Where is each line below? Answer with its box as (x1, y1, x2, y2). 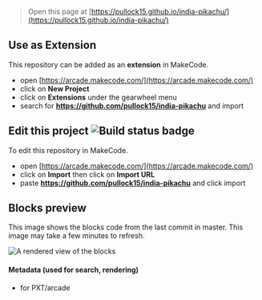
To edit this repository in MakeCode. (8, 145, 128, 155)
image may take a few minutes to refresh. (8, 231, 145, 241)
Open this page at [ (27, 7, 92, 16)
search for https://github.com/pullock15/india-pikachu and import (19, 100, 244, 111)
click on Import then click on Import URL (19, 169, 155, 179)
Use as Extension (8, 39, 97, 52)
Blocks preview (8, 201, 87, 215)
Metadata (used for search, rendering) (8, 265, 139, 275)
